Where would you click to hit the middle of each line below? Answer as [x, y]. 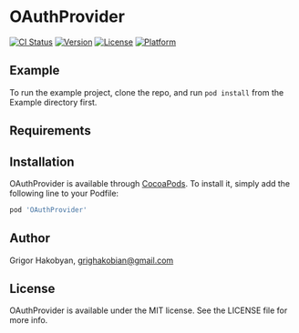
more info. [29, 320]
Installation [42, 161]
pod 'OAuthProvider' [49, 210]
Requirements [50, 131]
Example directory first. [53, 102]
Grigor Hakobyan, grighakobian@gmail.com [92, 260]
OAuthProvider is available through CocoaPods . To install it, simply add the [149, 183]
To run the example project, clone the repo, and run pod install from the [147, 92]
